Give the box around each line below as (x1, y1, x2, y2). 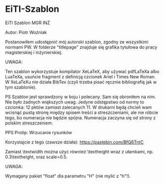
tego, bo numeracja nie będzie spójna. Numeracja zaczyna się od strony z (5, 114, 156, 120)
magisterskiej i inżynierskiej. (5, 49, 63, 55)
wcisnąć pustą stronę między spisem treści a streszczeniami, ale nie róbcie (5, 110, 159, 115)
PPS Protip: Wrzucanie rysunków (5, 129, 73, 135)
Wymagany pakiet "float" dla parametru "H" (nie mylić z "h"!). (5, 173, 131, 179)
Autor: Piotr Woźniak (5, 29, 47, 35)
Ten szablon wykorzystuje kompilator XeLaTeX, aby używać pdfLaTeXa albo (5, 68, 160, 74)
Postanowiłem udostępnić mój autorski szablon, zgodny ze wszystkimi (5, 38, 149, 45)
